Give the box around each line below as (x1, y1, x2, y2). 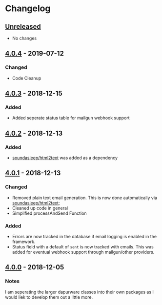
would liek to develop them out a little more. (5, 294, 93, 300)
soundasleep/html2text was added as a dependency (12, 155, 118, 161)
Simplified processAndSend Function (12, 210, 87, 216)
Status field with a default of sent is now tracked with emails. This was (12, 244, 154, 250)
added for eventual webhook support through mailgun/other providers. (12, 249, 155, 255)
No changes (12, 35, 37, 41)
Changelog (5, 3, 51, 14)
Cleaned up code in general (12, 205, 68, 211)
